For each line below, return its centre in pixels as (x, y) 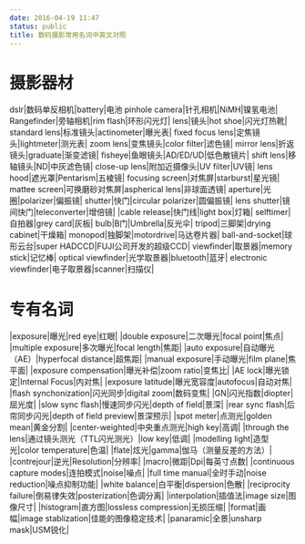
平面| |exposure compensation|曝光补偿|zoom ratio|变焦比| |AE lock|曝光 (146, 371)
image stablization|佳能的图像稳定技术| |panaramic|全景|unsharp (141, 518)
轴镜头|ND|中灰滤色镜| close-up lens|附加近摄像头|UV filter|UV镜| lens (141, 167)
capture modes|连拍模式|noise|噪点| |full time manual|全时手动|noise (138, 473)
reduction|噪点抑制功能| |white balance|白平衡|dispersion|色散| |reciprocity (150, 485)
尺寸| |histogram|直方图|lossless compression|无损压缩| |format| (137, 508)
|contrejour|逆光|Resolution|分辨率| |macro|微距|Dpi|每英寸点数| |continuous (152, 462)
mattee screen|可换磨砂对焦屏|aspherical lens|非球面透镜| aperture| (137, 190)
